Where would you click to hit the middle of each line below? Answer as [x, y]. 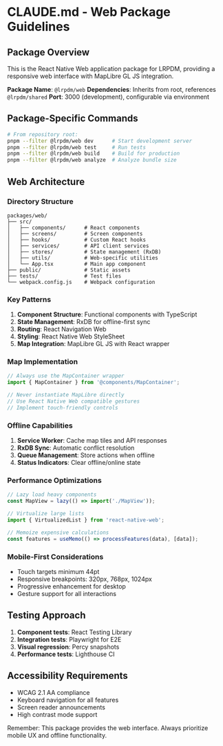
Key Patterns [29, 299]
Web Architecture [46, 181]
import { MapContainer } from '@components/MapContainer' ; [94, 383]
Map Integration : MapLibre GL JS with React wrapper [93, 344]
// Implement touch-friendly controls [63, 408]
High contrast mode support [57, 714]
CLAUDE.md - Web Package [89, 12]
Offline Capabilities [40, 425]
